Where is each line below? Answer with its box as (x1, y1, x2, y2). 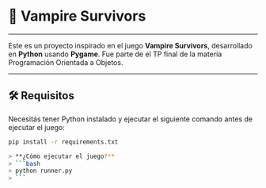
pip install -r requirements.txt (8, 138, 119, 146)
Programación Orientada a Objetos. (8, 57, 123, 67)
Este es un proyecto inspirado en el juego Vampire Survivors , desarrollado (8, 40, 253, 50)
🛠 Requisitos (8, 89, 75, 102)
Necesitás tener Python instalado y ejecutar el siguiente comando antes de (8, 114, 253, 124)
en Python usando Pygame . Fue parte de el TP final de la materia (8, 49, 222, 59)
